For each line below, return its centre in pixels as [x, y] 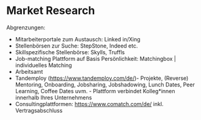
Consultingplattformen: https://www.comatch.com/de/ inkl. [89, 104]
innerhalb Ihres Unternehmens [53, 97]
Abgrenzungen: [26, 27]
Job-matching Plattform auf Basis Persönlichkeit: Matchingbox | [95, 58]
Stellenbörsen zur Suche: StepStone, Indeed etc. [76, 46]
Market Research [51, 11]
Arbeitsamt [29, 71]
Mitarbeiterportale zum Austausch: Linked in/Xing [78, 39]
